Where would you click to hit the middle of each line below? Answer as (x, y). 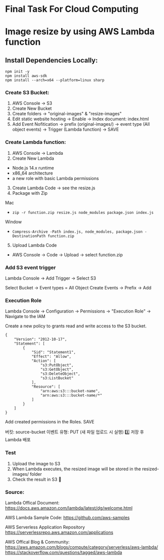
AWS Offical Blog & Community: (37, 542)
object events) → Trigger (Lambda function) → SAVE (66, 130)
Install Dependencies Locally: (51, 60)
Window (14, 222)
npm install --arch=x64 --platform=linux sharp (55, 80)
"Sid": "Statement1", (54, 352)
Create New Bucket (32, 108)
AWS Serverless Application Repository (45, 527)
